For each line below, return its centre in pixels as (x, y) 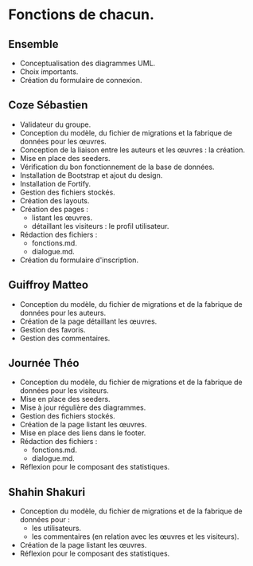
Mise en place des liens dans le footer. (83, 433)
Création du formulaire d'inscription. (79, 260)
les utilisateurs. (56, 529)
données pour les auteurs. (63, 312)
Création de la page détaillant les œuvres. (88, 321)
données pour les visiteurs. (64, 391)
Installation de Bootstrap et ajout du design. (91, 175)
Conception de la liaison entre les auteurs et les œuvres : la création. (132, 150)
